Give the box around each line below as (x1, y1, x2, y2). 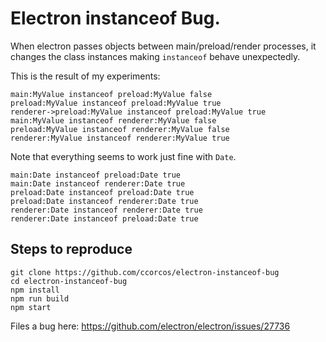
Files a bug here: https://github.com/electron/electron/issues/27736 (10, 320, 291, 332)
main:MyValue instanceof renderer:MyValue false (10, 115, 217, 126)
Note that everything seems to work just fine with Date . (10, 150, 237, 162)
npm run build (10, 293, 70, 304)
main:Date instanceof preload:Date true (10, 170, 182, 180)
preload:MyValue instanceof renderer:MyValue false (10, 124, 230, 134)
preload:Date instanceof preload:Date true (10, 187, 195, 197)
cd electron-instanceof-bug (10, 276, 128, 286)
